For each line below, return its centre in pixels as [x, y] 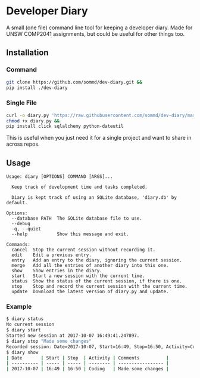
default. [17, 203]
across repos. [23, 144]
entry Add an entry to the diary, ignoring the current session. [97, 260]
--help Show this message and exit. [70, 234]
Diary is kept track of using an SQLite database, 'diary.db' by [94, 198]
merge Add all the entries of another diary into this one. [90, 266]
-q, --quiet [26, 229]
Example [19, 307]
